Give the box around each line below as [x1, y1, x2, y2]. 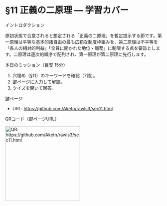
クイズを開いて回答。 [12, 85, 56, 91]
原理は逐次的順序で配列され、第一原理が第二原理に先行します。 [17, 51, 149, 57]
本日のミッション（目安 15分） [5, 62, 68, 68]
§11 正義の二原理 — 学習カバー [5, 4, 129, 16]
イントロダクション [5, 22, 45, 28]
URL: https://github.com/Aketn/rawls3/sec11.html [12, 105, 113, 111]
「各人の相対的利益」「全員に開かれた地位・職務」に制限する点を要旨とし [5, 45, 156, 51]
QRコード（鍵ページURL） [5, 116, 59, 122]
